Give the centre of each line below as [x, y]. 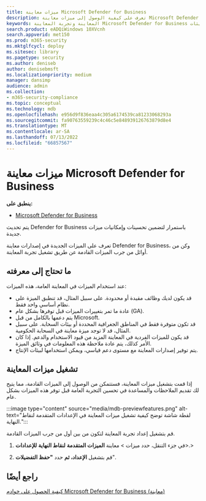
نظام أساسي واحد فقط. [42, 304]
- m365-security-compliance [42, 97]
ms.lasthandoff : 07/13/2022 [42, 137]
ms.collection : [26, 92]
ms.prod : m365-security [37, 40]
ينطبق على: [20, 203]
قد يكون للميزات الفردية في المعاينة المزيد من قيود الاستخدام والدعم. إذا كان [102, 337]
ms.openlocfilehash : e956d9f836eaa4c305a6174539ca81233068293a [89, 115]
